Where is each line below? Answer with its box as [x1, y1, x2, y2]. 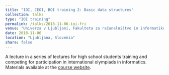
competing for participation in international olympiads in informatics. [5, 58, 147, 65]
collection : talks [5, 12, 44, 17]
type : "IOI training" [5, 16, 51, 21]
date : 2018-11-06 [5, 30, 42, 35]
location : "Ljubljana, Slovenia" [5, 35, 75, 40]
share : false [5, 40, 33, 45]
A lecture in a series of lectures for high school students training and [5, 53, 147, 59]
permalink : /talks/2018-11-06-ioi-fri [5, 21, 87, 26]
